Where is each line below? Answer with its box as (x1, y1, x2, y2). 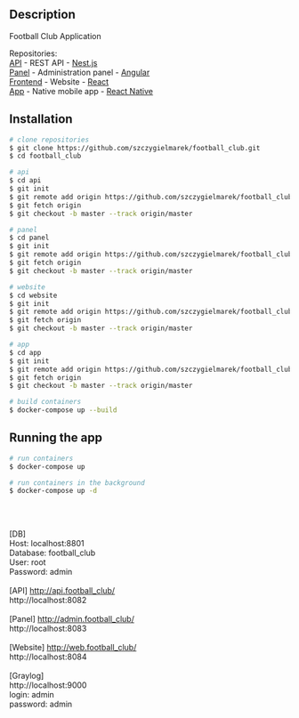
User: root (9, 556, 46, 568)
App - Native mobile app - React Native (9, 85, 154, 96)
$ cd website (9, 291, 58, 300)
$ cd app (9, 348, 42, 357)
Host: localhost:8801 (9, 537, 85, 548)
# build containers (9, 398, 82, 407)
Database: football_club (9, 547, 96, 558)
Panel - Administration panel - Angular (9, 67, 150, 77)
